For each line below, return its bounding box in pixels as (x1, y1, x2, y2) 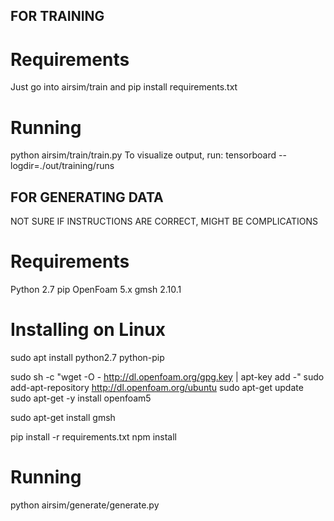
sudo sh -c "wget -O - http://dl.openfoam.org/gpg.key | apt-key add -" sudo (10, 370, 325, 383)
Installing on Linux (10, 319, 166, 341)
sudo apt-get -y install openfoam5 (10, 392, 152, 404)
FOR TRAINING (10, 8, 105, 25)
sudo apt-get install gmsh (10, 411, 116, 423)
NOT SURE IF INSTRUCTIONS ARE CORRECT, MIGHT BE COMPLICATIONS (10, 215, 318, 228)
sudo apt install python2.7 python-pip (10, 351, 165, 363)
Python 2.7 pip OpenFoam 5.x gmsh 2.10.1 (10, 284, 182, 296)
